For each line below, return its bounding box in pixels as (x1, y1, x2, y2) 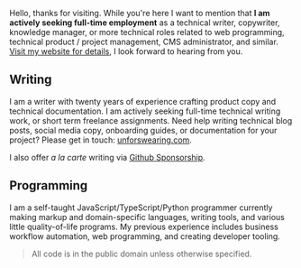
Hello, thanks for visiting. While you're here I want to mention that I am (9, 8, 270, 18)
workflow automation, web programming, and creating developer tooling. (9, 230, 281, 242)
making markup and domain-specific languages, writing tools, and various (9, 211, 286, 222)
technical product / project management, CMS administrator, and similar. (9, 36, 279, 47)
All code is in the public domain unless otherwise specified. (31, 248, 252, 259)
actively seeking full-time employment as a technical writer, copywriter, (9, 17, 280, 28)
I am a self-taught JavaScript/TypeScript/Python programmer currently (9, 202, 273, 213)
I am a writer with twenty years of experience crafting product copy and (9, 96, 277, 106)
